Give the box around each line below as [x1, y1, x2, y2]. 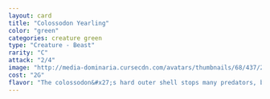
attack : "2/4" [8, 57, 56, 65]
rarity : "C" [8, 49, 48, 57]
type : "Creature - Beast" [8, 42, 95, 49]
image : [8, 64, 31, 72]
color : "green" [8, 26, 59, 34]
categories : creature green [8, 34, 103, 42]
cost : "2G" [8, 71, 45, 79]
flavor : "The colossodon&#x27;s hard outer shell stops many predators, [8, 78, 257, 86]
